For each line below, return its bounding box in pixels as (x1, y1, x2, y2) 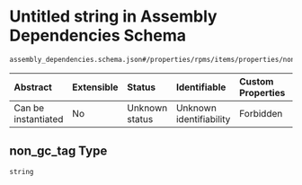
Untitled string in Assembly (9, 6, 218, 27)
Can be (13, 101, 45, 114)
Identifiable (175, 81, 226, 93)
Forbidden (239, 107, 283, 119)
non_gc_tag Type (9, 144, 108, 159)
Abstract (13, 81, 52, 93)
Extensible (71, 81, 119, 93)
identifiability (175, 112, 231, 125)
